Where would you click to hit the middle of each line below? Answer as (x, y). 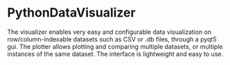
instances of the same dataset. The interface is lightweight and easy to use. (115, 54)
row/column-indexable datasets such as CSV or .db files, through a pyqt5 (112, 39)
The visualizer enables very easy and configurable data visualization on (109, 32)
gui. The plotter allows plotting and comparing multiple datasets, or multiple (115, 46)
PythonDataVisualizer (72, 13)
